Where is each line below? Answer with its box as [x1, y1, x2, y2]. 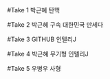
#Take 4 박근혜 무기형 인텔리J [7, 50, 89, 58]
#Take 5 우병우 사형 [7, 65, 61, 72]
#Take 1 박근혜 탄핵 [7, 6, 60, 14]
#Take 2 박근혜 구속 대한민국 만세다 [7, 21, 104, 29]
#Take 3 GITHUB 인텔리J [7, 35, 77, 43]
